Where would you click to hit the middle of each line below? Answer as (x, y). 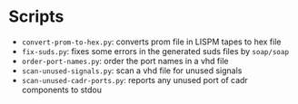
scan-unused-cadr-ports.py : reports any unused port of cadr (135, 80)
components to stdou (61, 90)
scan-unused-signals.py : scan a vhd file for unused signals (132, 71)
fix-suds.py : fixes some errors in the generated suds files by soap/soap (155, 51)
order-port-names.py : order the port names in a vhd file (125, 61)
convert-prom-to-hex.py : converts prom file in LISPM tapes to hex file (151, 42)
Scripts (36, 17)
